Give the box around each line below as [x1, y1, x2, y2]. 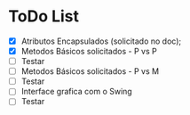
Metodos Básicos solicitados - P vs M [20, 66, 160, 77]
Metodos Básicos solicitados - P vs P [20, 46, 157, 56]
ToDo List [8, 6, 80, 27]
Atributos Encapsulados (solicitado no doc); [20, 36, 182, 46]
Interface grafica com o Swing [20, 86, 132, 97]
